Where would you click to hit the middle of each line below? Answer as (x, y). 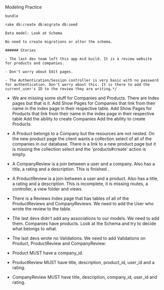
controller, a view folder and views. (47, 189)
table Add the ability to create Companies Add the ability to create (79, 119)
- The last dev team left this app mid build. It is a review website (79, 59)
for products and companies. (35, 63)
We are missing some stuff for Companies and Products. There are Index (86, 98)
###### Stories (21, 50)
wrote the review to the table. (42, 209)
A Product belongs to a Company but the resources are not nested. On (83, 133)
